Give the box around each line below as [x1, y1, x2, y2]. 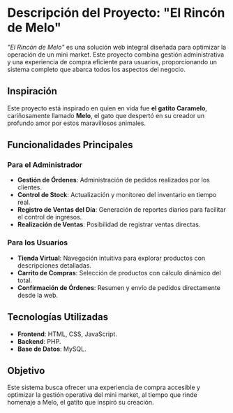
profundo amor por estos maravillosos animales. [7, 119, 146, 127]
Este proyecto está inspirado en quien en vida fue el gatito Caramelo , [7, 103, 208, 113]
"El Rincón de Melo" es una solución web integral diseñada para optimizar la [7, 43, 227, 51]
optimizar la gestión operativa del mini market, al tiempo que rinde [7, 391, 197, 399]
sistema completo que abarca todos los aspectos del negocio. [7, 65, 186, 73]
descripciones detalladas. [17, 261, 92, 270]
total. [17, 276, 33, 284]
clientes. [17, 183, 43, 191]
